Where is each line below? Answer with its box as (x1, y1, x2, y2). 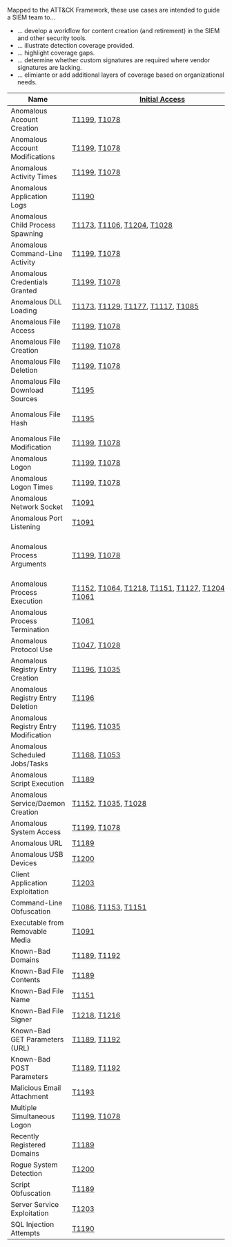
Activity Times (10, 172, 57, 181)
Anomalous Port (10, 513, 63, 523)
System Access (10, 827, 61, 836)
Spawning (10, 229, 43, 238)
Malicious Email (10, 1083, 61, 1092)
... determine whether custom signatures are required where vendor (17, 56, 211, 64)
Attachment (10, 1092, 48, 1101)
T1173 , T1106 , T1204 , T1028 (71, 221, 173, 230)
